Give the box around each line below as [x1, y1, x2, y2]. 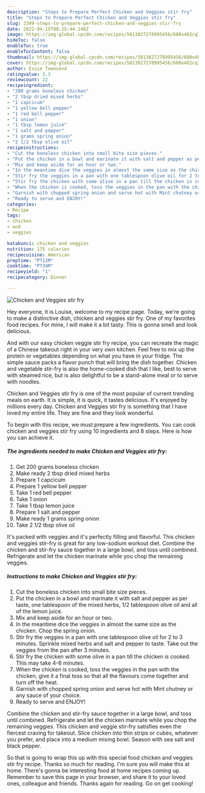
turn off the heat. [15, 679, 58, 686]
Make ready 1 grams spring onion [15, 514, 100, 522]
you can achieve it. [7, 434, 54, 441]
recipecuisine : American [7, 252, 70, 258]
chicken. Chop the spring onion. [15, 627, 96, 634]
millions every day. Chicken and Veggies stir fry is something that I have [7, 403, 187, 410]
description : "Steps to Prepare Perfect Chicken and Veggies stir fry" [7, 9, 192, 15]
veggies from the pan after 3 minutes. [15, 646, 111, 654]
